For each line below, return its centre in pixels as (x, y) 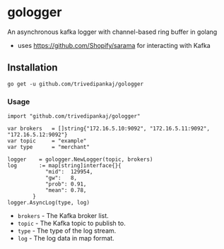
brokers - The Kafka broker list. (63, 216)
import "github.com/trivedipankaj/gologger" (74, 116)
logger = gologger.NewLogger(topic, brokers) (80, 159)
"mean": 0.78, (66, 190)
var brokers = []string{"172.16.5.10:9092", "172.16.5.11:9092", (109, 129)
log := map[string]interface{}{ (64, 166)
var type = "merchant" (49, 147)
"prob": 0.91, (66, 184)
